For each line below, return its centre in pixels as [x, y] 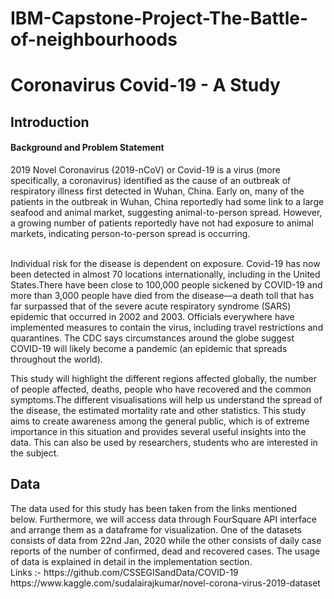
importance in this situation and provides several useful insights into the [158, 431]
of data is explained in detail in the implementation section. [131, 561]
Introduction [50, 122]
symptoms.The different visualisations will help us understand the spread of [166, 399]
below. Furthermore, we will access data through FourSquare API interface [163, 519]
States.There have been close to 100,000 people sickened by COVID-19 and [166, 284]
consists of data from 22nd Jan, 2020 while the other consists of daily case [166, 540]
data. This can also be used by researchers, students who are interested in [164, 442]
